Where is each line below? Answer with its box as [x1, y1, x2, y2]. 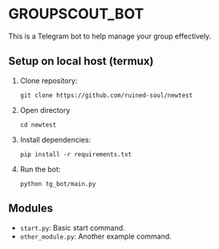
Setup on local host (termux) [8, 54, 154, 68]
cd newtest [19, 121, 57, 129]
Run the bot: [19, 164, 61, 174]
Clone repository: [19, 75, 78, 85]
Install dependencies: [19, 135, 91, 144]
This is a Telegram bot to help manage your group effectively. [8, 31, 212, 41]
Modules [8, 202, 54, 215]
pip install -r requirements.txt [19, 150, 132, 159]
